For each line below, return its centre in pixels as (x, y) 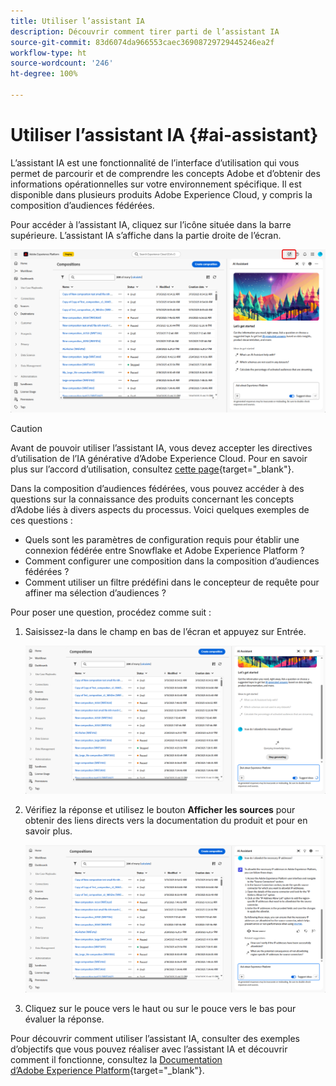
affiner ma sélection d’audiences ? (95, 593)
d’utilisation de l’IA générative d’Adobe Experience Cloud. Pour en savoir (159, 459)
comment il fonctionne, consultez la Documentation (116, 1060)
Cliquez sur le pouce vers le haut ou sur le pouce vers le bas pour (160, 1009)
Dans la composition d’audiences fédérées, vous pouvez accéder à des (157, 489)
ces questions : (41, 521)
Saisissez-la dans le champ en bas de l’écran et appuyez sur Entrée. (165, 632)
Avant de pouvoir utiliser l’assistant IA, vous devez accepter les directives (161, 448)
